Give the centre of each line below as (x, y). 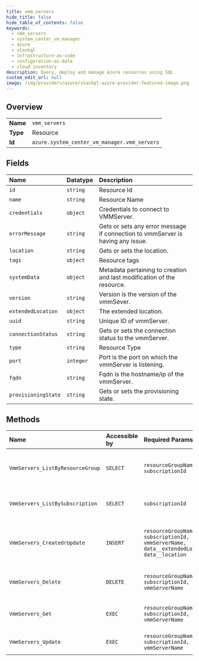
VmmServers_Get (31, 614)
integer (77, 361)
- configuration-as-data (42, 61)
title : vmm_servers (30, 12)
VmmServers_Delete (35, 582)
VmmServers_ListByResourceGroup (55, 468)
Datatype (80, 180)
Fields (18, 163)
